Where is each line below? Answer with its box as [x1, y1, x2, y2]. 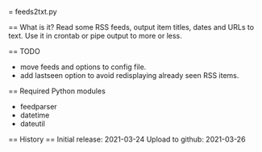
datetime [19, 110, 50, 120]
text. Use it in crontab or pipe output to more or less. [8, 31, 183, 40]
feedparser [19, 102, 58, 111]
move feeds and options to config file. [19, 62, 147, 72]
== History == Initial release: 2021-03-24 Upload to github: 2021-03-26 [8, 134, 246, 144]
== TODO [8, 47, 40, 55]
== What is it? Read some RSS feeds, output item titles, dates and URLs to [8, 23, 255, 31]
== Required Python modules [8, 86, 106, 96]
